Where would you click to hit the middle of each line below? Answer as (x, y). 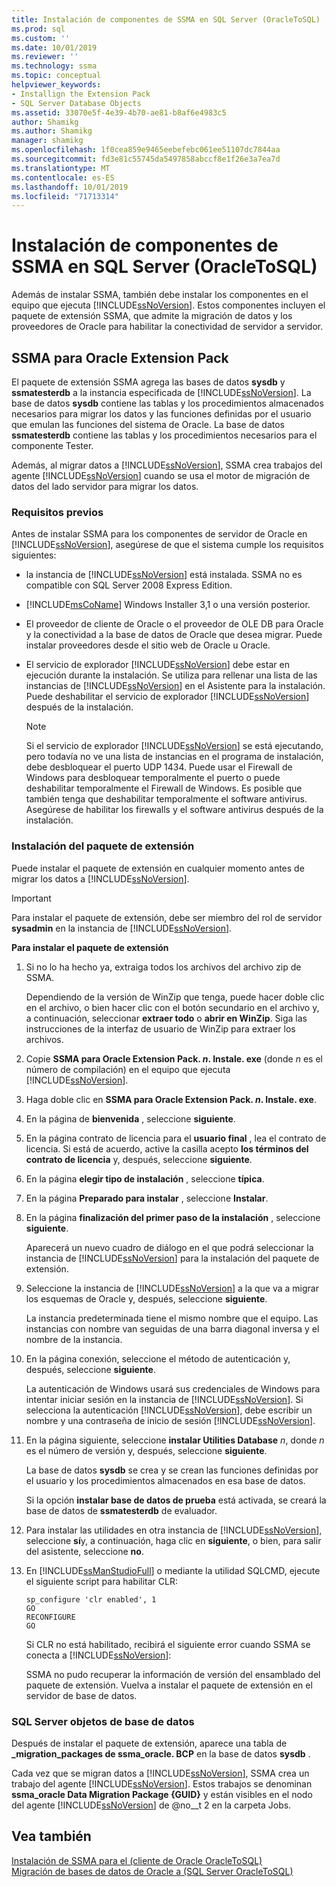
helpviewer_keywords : (56, 85)
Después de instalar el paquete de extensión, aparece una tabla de (149, 1743)
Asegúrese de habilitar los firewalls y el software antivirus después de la (174, 810)
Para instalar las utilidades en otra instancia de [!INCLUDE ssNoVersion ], (174, 1530)
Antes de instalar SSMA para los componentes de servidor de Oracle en (159, 534)
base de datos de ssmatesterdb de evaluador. (121, 1510)
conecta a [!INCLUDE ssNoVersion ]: (98, 1655)
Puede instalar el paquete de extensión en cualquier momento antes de (158, 868)
